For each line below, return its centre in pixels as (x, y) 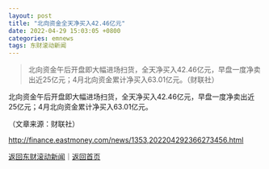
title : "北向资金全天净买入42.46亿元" (67, 23)
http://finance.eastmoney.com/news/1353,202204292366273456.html (126, 140)
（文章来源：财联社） (44, 124)
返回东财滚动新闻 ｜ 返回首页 (55, 157)
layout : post (30, 16)
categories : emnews (41, 38)
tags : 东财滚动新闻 (38, 46)
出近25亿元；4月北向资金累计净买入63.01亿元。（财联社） (123, 80)
